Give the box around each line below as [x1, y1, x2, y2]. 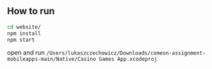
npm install [7, 30, 41, 37]
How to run [7, 5, 55, 17]
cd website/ [7, 23, 41, 30]
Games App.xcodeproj [98, 56, 157, 63]
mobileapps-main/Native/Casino [7, 56, 96, 63]
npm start [7, 36, 36, 43]
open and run [7, 49, 45, 57]
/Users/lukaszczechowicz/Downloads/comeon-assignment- [46, 50, 207, 57]
